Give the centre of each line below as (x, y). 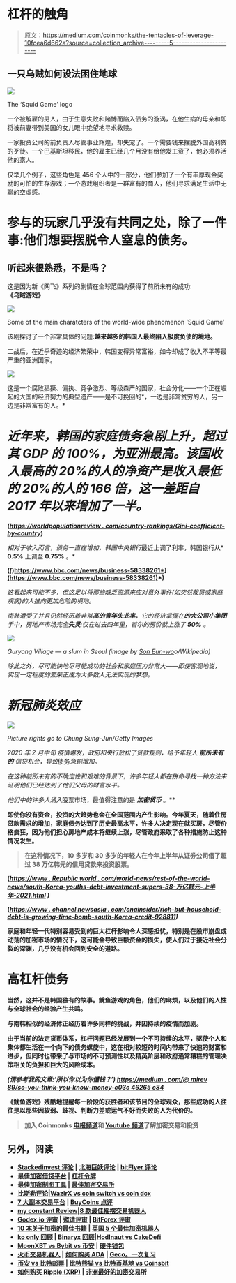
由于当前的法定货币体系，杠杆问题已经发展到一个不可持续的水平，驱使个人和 (117, 1038)
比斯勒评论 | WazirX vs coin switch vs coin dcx (84, 1194)
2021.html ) (33, 895)
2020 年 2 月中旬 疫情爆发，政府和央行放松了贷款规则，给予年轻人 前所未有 (116, 752)
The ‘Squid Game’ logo (40, 104)
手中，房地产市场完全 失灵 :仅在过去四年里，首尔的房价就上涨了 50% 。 (109, 624)
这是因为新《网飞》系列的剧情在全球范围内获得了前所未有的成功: (100, 286)
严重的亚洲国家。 (32, 359)
